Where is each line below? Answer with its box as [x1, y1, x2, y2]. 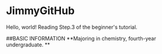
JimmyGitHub [6, 4, 75, 18]
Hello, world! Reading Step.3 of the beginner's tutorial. [6, 23, 138, 31]
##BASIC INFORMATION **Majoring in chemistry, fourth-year [6, 35, 157, 42]
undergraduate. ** [6, 41, 50, 48]
